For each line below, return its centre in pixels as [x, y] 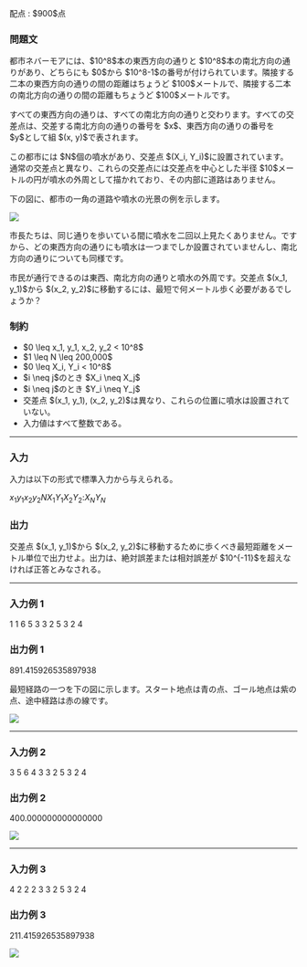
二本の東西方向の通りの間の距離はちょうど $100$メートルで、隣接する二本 [150, 84]
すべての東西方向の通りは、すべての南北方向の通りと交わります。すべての [148, 115]
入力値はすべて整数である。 [74, 423]
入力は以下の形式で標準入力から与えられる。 [94, 478]
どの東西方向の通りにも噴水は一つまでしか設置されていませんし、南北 [165, 247]
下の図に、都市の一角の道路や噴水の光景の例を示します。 [117, 199]
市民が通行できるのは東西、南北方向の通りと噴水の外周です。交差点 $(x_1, [148, 278]
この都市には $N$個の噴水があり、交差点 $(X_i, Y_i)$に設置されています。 [149, 157]
